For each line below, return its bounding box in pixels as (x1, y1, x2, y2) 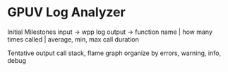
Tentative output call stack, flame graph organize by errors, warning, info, (7, 49, 221, 57)
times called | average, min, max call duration (7, 35, 139, 43)
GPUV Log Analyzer (7, 4, 126, 20)
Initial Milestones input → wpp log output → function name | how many (7, 28, 213, 36)
